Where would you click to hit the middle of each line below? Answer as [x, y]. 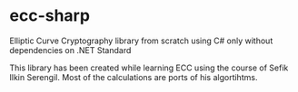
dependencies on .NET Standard [70, 50]
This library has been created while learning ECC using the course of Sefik [149, 68]
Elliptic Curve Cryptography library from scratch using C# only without [141, 41]
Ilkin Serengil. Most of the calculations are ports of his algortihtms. [134, 77]
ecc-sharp [50, 16]
